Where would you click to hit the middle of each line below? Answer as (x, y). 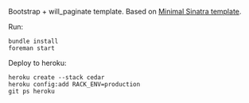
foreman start (32, 48)
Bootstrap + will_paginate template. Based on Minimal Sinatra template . (125, 11)
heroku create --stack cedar (56, 78)
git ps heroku (32, 91)
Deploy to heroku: (37, 63)
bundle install (33, 41)
